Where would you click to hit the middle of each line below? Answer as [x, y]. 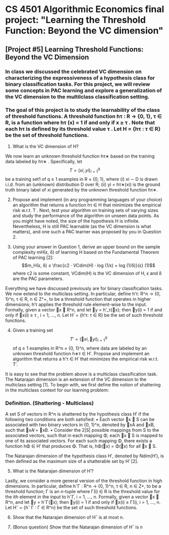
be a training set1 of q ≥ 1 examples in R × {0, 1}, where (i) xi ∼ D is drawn [81, 179]
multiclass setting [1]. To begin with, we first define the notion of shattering [83, 384]
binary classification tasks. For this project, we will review [78, 84]
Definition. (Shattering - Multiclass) [50, 403]
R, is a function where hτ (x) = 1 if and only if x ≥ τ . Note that [80, 123]
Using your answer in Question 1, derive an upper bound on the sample [86, 247]
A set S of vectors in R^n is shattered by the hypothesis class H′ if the [77, 414]
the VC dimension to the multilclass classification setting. [77, 97]
